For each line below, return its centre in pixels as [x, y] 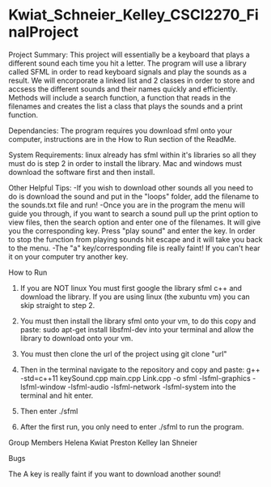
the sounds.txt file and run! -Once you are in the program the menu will [127, 205]
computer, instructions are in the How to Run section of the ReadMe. [123, 139]
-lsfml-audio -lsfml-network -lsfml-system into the [152, 387]
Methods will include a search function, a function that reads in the [120, 97]
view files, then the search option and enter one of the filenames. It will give [135, 222]
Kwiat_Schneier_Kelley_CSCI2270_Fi [133, 15]
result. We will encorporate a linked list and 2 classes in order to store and [131, 80]
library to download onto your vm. [76, 338]
